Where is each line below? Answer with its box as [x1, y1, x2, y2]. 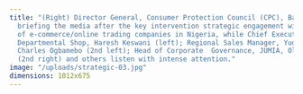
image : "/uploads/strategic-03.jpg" [9, 64, 147, 73]
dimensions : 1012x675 [9, 72, 91, 81]
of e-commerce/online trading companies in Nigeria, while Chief [17, 30, 269, 38]
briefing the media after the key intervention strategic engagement [17, 21, 284, 30]
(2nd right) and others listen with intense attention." [17, 55, 236, 64]
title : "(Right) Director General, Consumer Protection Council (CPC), [9, 13, 284, 22]
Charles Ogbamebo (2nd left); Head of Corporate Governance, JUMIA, [17, 47, 284, 56]
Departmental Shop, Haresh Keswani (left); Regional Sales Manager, [17, 38, 280, 47]
